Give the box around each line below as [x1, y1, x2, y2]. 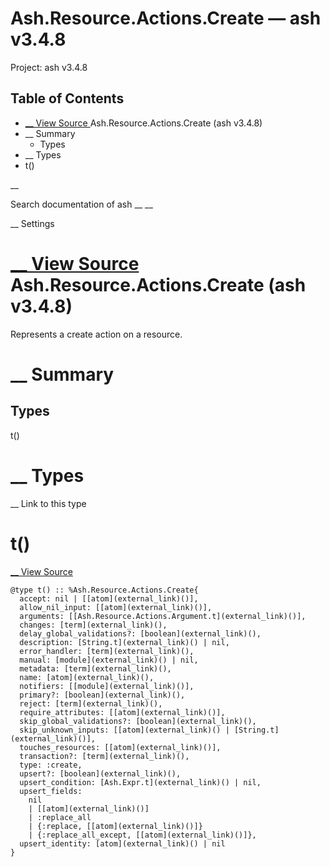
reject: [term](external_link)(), [19, 698, 163, 709]
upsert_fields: [19, 786, 83, 796]
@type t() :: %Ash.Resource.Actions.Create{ [10, 585, 199, 595]
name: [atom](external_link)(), [19, 672, 155, 682]
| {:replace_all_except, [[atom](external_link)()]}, [28, 830, 257, 840]
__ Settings [10, 217, 55, 229]
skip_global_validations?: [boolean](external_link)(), [19, 716, 257, 726]
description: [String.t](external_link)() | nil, [19, 637, 230, 647]
